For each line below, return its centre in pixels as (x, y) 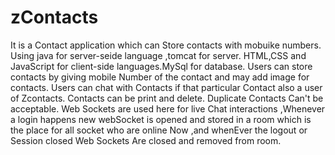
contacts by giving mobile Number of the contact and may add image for (160, 77)
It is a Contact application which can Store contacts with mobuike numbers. (166, 45)
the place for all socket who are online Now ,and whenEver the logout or (159, 130)
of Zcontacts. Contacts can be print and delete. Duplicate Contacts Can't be (167, 98)
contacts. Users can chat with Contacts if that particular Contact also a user (166, 87)
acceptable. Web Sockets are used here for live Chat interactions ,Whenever (168, 108)
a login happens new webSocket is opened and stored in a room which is (161, 119)
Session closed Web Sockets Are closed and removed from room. (146, 140)
